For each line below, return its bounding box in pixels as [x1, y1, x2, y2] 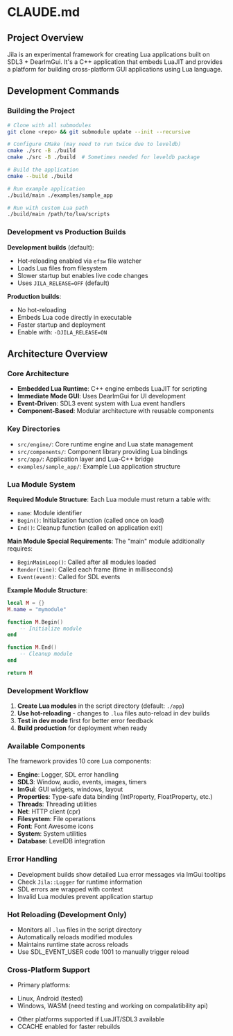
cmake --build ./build [7, 172, 73, 179]
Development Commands [7, 85, 120, 97]
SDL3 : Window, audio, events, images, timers [17, 778, 147, 786]
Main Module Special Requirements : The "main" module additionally [7, 537, 205, 545]
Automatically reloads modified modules [17, 932, 133, 941]
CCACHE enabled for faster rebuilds [17, 1023, 121, 1031]
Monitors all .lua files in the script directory [17, 925, 142, 934]
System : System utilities [17, 829, 87, 838]
